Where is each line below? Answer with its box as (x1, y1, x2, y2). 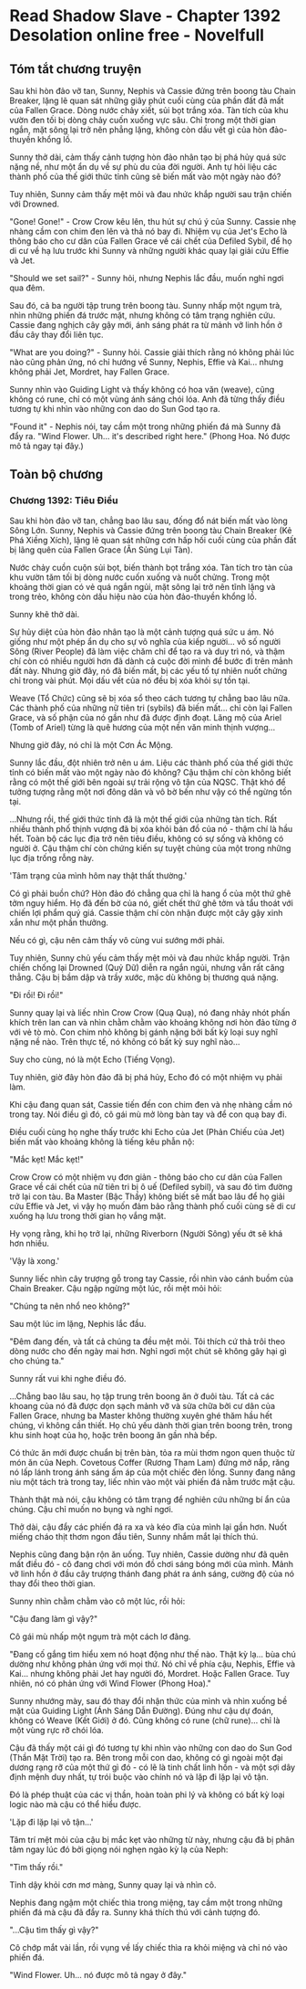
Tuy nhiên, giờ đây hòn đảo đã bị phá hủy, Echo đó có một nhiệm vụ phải (9, 1071, 283, 1082)
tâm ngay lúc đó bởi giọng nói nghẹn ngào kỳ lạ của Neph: (9, 1844, 229, 1855)
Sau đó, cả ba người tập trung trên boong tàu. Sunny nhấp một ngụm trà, (9, 300, 282, 310)
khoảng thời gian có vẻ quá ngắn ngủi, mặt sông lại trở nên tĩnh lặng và (9, 581, 276, 592)
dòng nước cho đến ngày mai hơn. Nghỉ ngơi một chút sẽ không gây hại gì (9, 1345, 287, 1356)
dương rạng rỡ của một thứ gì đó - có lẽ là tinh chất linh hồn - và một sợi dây (9, 1762, 296, 1773)
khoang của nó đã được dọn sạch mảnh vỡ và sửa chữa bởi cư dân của (9, 1400, 276, 1411)
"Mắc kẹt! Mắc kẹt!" (9, 1153, 85, 1164)
